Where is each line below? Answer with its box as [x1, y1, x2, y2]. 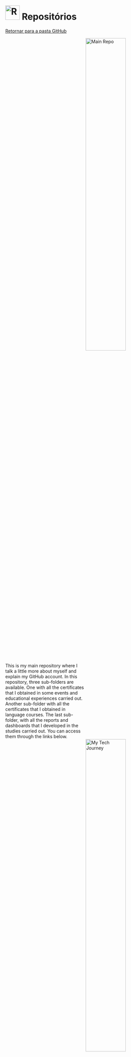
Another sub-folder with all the [5, 700, 70, 707]
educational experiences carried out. [5, 695, 83, 701]
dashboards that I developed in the [5, 722, 78, 728]
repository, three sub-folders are [5, 679, 74, 685]
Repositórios [21, 11, 77, 23]
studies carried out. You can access [5, 728, 81, 734]
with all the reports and [19, 717, 68, 723]
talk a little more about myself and [5, 668, 76, 674]
